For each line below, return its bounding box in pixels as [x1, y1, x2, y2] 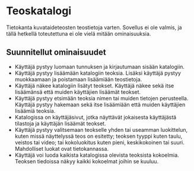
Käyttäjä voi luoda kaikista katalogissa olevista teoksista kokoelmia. [14, 151, 179, 159]
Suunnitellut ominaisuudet [6, 47, 106, 58]
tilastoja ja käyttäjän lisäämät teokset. [14, 120, 106, 127]
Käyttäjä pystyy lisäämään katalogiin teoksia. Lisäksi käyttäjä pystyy [14, 69, 181, 77]
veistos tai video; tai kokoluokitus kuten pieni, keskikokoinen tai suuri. [14, 138, 185, 146]
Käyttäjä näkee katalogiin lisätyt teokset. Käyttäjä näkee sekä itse [14, 82, 174, 89]
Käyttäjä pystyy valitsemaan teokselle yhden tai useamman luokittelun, [14, 126, 188, 133]
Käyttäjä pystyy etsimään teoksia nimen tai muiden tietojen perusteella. [14, 94, 189, 102]
